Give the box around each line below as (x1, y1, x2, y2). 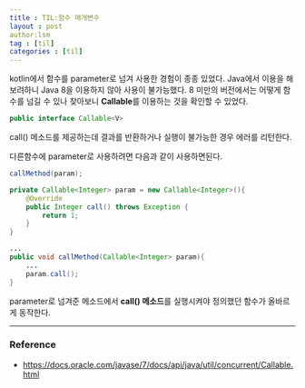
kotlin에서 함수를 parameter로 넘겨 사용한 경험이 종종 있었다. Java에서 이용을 (9, 74, 284, 85)
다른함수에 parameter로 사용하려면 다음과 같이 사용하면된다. (9, 151, 223, 162)
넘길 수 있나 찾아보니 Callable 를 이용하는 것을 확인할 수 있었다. (25, 96, 249, 107)
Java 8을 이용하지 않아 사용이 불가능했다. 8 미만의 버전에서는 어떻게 (40, 85, 281, 95)
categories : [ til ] (9, 47, 84, 56)
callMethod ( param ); (9, 169, 84, 178)
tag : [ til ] (9, 38, 54, 48)
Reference (9, 338, 56, 351)
